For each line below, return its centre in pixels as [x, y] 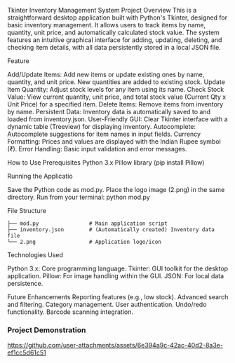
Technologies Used [35, 255]
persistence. [25, 283]
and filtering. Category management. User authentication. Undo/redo [107, 304]
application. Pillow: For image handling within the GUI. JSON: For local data [116, 276]
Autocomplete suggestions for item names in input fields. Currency [104, 134]
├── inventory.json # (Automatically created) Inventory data [111, 230]
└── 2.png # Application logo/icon [84, 242]
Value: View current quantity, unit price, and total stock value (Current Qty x [117, 97]
